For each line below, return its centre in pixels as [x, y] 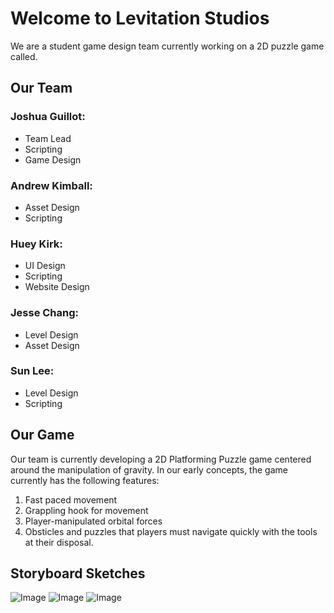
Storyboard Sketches [78, 573]
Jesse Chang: [45, 313]
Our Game [42, 435]
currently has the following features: [85, 480]
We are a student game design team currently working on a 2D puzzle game [167, 46]
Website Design [57, 287]
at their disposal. [59, 542]
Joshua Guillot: [48, 117]
